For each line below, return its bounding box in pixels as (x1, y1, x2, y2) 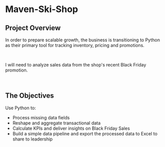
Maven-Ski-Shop (5, 4, 78, 15)
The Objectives (5, 92, 54, 100)
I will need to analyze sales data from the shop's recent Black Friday (5, 62, 146, 67)
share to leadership (12, 136, 53, 142)
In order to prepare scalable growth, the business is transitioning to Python (5, 37, 160, 43)
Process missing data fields (12, 114, 70, 120)
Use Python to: (5, 105, 36, 111)
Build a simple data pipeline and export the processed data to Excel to (12, 130, 157, 136)
